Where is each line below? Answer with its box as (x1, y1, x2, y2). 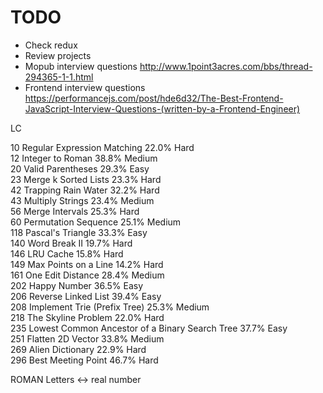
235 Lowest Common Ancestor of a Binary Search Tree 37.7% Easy (10, 322, 288, 334)
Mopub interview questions (24, 60, 138, 72)
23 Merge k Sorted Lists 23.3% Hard (10, 173, 162, 185)
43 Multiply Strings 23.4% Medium (10, 194, 155, 206)
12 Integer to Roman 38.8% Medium (10, 152, 158, 164)
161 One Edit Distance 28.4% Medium (10, 269, 165, 281)
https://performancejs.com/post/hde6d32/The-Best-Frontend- (24, 92, 284, 104)
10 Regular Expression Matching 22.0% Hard (10, 141, 195, 153)
